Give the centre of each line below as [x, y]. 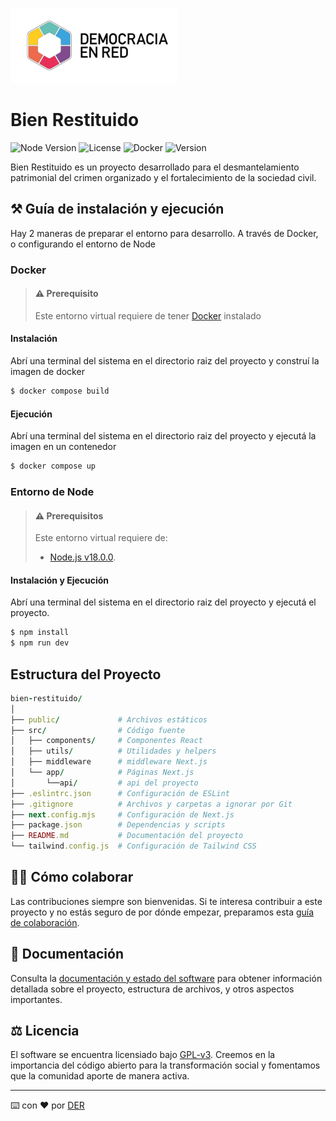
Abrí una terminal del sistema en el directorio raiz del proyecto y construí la [165, 361]
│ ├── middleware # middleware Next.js [109, 762]
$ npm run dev [40, 643]
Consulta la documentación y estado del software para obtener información [166, 978]
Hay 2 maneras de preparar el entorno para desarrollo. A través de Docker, [164, 233]
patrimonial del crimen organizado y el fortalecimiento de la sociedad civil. [163, 177]
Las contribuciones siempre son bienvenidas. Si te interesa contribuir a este [166, 901]
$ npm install [40, 633]
